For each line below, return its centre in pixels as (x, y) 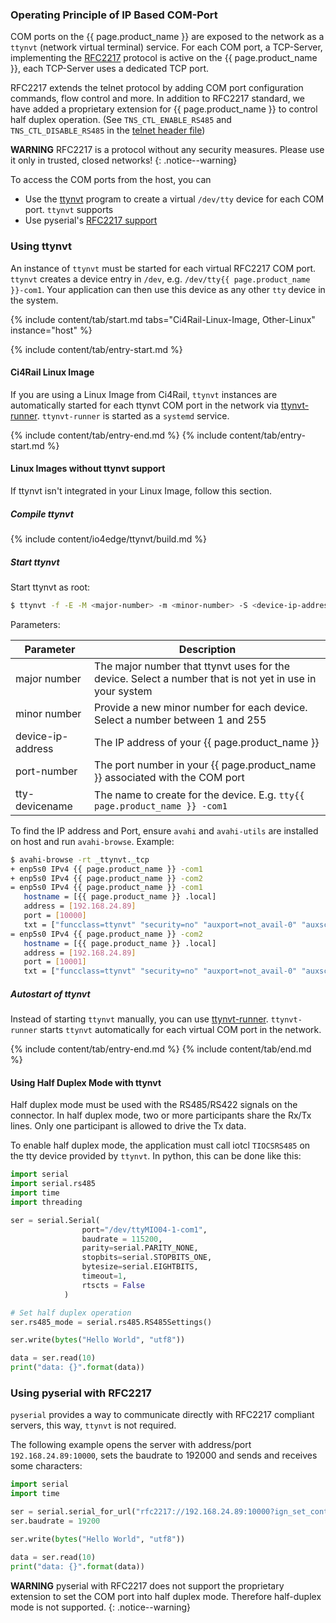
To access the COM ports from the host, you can (111, 180)
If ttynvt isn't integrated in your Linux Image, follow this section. (141, 491)
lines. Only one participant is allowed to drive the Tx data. (128, 1126)
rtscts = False (113, 1285)
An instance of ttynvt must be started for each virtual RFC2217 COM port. (163, 268)
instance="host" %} (51, 330)
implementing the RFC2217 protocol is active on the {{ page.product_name (164, 58)
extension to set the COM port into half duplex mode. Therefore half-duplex (166, 1596)
